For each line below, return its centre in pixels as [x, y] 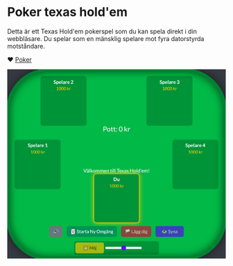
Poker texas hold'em [68, 12]
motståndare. [26, 46]
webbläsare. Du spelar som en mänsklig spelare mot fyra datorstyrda [106, 38]
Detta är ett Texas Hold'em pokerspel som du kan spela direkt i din [102, 31]
